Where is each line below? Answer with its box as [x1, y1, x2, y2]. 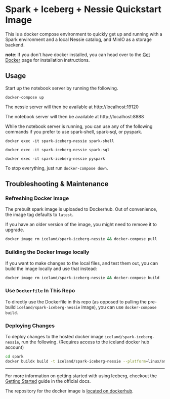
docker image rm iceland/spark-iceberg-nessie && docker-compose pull [5, 237, 157, 242]
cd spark [5, 354, 24, 360]
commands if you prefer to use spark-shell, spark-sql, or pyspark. [5, 128, 143, 135]
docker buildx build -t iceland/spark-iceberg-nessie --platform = [5, 359, 148, 364]
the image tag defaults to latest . [5, 211, 74, 218]
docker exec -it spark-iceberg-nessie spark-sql [5, 147, 110, 152]
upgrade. [5, 227, 24, 233]
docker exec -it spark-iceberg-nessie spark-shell [5, 138, 114, 144]
